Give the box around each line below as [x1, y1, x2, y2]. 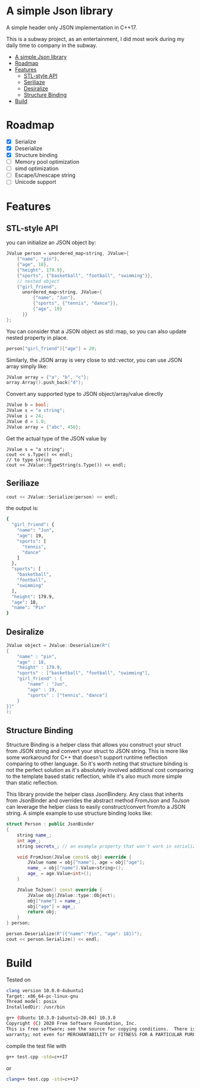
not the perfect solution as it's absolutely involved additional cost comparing [6, 767, 193, 774]
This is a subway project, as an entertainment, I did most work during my [6, 35, 185, 42]
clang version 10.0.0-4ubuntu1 [6, 987, 84, 993]
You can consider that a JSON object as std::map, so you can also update [6, 327, 187, 334]
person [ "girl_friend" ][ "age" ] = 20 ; [6, 345, 97, 352]
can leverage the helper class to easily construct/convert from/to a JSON [6, 804, 186, 811]
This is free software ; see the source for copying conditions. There [6, 1026, 187, 1032]
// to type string [6, 457, 52, 462]
